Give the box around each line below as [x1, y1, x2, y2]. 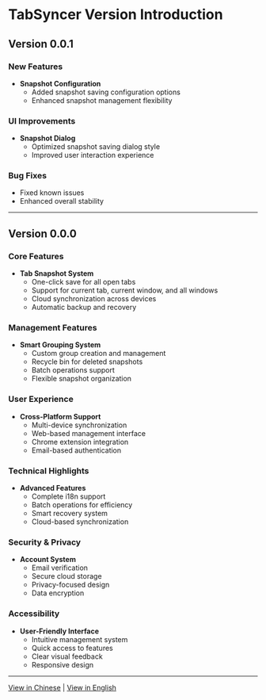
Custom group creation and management [31, 349, 166, 358]
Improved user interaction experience [31, 151, 154, 160]
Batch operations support [31, 365, 115, 375]
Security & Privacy [8, 537, 82, 548]
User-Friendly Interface [19, 626, 99, 636]
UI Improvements [8, 115, 76, 126]
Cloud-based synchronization [31, 517, 129, 526]
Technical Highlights [8, 465, 89, 476]
